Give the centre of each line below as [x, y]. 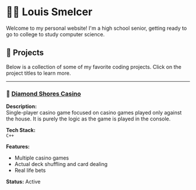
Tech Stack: [21, 130]
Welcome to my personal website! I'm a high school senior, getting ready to [97, 28]
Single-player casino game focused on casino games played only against [94, 113]
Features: [18, 147]
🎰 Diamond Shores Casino [44, 94]
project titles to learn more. [38, 73]
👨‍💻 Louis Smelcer [49, 12]
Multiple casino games [41, 158]
